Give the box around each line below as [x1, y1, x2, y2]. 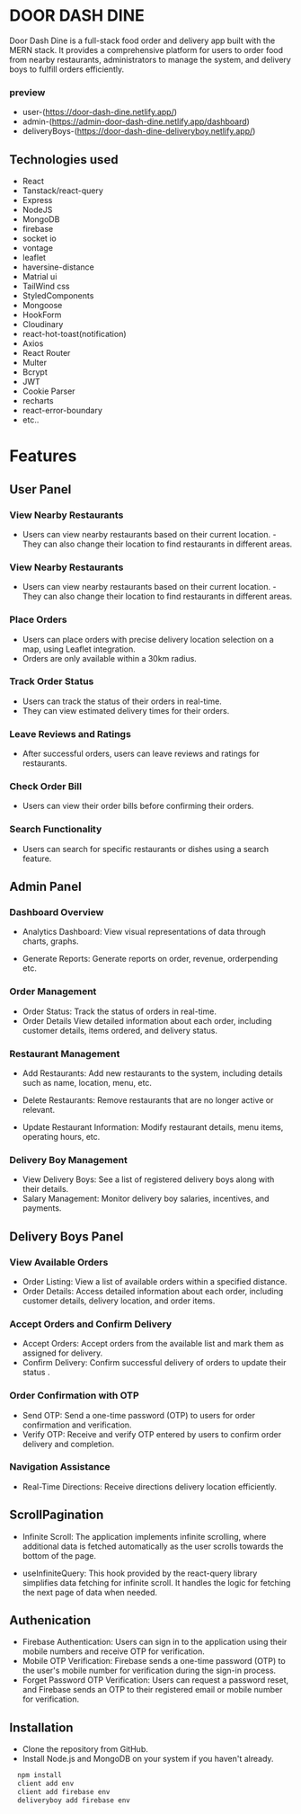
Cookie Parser [22, 386, 75, 396]
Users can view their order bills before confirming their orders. [22, 801, 254, 812]
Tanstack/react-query [22, 185, 103, 196]
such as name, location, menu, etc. [22, 1077, 153, 1088]
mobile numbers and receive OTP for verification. [22, 1646, 205, 1657]
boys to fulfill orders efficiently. [9, 64, 125, 75]
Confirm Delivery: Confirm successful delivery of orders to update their [22, 1357, 287, 1368]
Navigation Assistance [9, 1461, 111, 1473]
